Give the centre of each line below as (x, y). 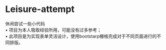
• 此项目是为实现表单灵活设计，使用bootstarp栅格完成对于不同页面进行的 (81, 36)
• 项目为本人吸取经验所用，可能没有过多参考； (53, 30)
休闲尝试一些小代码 (25, 23)
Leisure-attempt (40, 9)
